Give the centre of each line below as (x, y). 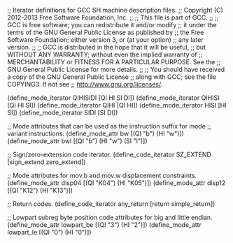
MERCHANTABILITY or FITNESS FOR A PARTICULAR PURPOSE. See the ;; (114, 62)
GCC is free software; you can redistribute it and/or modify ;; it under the (112, 25)
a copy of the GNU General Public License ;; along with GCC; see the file (112, 77)
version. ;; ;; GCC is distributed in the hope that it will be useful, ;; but (107, 47)
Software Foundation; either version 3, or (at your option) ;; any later (106, 40)
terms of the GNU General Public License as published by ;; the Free (106, 32)
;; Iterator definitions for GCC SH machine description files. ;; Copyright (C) (115, 10)
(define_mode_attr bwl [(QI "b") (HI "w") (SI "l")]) (78, 141)
